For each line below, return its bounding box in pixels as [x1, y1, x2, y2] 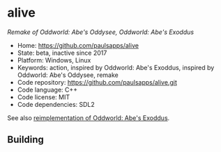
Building [7, 134, 44, 146]
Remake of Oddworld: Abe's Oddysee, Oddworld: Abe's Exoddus [7, 28, 194, 36]
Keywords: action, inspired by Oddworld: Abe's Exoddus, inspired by [17, 63, 215, 71]
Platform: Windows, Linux [17, 56, 91, 64]
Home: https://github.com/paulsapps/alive [17, 41, 139, 49]
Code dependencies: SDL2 [17, 100, 96, 108]
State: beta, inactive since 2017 [17, 49, 107, 57]
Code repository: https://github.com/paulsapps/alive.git [17, 78, 178, 86]
